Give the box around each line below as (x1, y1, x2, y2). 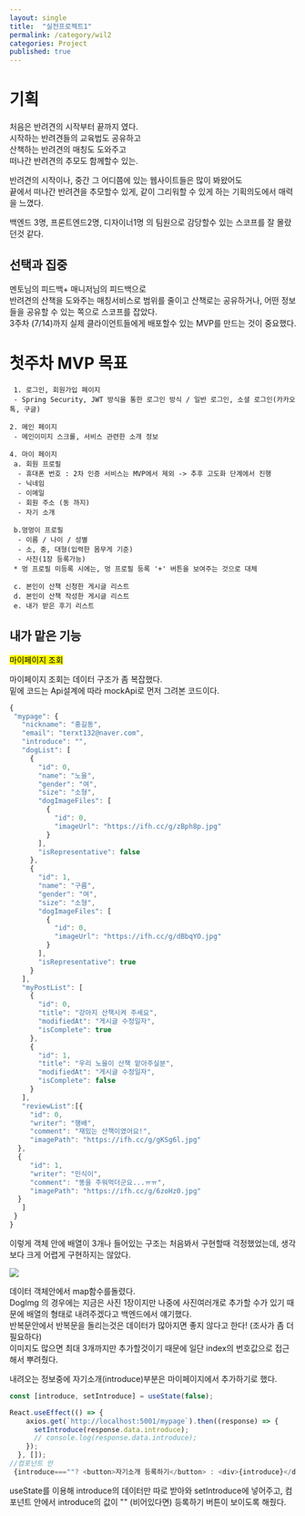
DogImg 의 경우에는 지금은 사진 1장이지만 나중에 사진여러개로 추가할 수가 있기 (9, 1296, 285, 1308)
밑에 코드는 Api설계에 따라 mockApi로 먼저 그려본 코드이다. (9, 685, 220, 696)
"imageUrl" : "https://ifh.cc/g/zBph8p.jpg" (54, 821, 222, 830)
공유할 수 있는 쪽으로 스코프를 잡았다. (25, 306, 158, 317)
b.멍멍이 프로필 (13, 525, 64, 534)
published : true (9, 47, 71, 57)
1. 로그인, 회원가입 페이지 (13, 385, 101, 395)
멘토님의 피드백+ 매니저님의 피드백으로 (9, 284, 147, 294)
